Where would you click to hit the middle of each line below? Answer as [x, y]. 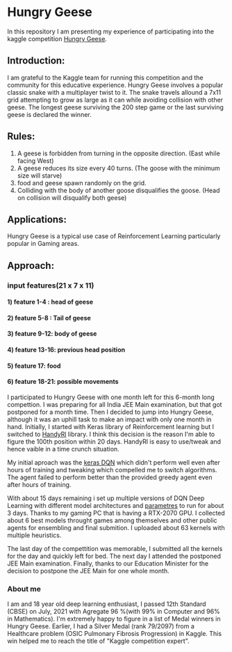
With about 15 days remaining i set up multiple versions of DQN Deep [106, 498]
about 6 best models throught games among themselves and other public [112, 520]
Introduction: [36, 61]
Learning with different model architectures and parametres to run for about [116, 505]
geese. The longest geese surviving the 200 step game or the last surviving [116, 107]
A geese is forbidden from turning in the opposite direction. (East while [118, 153]
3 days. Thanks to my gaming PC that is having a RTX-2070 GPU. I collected [116, 513]
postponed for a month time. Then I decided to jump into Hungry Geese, [110, 412]
